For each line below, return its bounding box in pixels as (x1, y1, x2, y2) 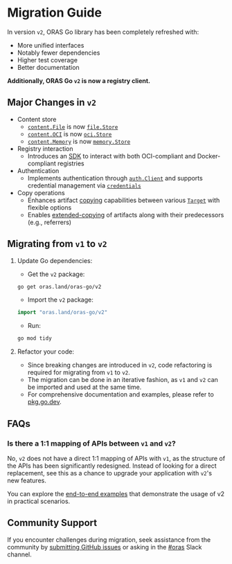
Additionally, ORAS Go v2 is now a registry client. (7, 76, 151, 84)
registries (57, 159, 84, 167)
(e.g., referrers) (27, 218, 71, 226)
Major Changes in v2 (7, 97, 97, 109)
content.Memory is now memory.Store (27, 137, 131, 145)
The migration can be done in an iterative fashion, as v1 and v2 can (27, 376, 218, 384)
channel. (7, 550, 33, 558)
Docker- (197, 152, 221, 160)
